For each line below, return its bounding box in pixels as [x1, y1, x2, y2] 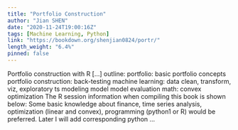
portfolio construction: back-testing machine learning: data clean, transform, [7, 77, 232, 85]
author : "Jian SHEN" [7, 17, 69, 24]
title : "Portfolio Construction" [7, 10, 107, 18]
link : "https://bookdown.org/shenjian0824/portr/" [7, 37, 161, 44]
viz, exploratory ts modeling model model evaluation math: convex [7, 85, 202, 93]
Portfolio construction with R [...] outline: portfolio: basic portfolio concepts [7, 69, 226, 78]
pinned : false [7, 50, 50, 58]
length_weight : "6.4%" [7, 43, 75, 50]
